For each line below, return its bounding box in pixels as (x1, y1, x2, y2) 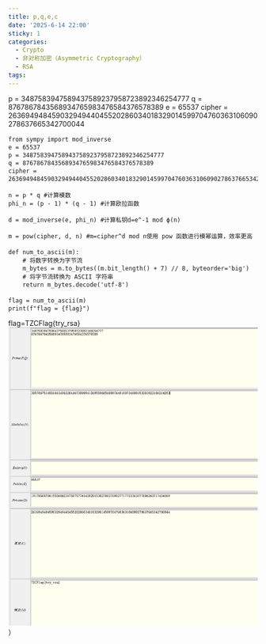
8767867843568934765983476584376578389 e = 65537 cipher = (8, 102, 228, 112)
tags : (8, 71, 26, 79)
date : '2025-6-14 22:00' (8, 21, 90, 29)
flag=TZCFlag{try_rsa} (8, 318, 81, 328)
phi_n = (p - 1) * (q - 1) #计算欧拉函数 (8, 199, 140, 207)
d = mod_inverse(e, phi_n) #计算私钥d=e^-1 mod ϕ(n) (8, 216, 181, 224)
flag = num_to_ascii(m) (8, 297, 87, 305)
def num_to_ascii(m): (8, 248, 80, 256)
